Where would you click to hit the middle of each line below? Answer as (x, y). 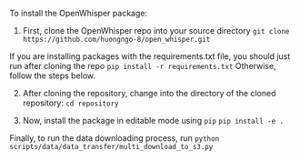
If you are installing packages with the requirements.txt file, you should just (150, 56)
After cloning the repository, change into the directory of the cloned (149, 93)
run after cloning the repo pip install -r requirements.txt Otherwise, (143, 66)
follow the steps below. (53, 75)
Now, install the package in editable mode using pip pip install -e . (153, 120)
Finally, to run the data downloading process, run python (115, 138)
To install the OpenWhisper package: (79, 13)
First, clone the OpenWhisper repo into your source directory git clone (156, 30)
